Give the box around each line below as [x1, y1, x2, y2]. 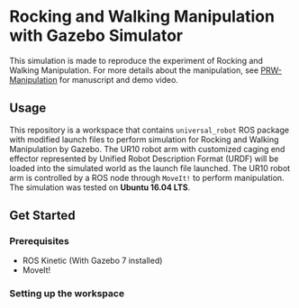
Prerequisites [9, 235, 69, 248]
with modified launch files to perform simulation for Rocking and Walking [9, 133, 279, 145]
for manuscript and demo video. [59, 74, 178, 85]
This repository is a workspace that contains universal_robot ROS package [9, 124, 290, 135]
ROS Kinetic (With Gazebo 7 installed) [22, 255, 163, 267]
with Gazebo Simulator [9, 25, 183, 46]
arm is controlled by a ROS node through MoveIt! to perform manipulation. [9, 172, 285, 183]
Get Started [9, 208, 76, 223]
